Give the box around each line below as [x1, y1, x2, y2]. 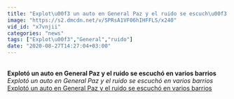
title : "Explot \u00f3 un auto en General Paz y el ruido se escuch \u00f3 [7, 10, 228, 17]
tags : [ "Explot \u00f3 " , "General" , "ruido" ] [7, 36, 133, 43]
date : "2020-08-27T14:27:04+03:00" [7, 43, 111, 49]
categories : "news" [7, 29, 64, 37]
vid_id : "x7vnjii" [7, 23, 61, 30]
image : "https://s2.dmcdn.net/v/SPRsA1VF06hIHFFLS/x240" [7, 17, 177, 24]
